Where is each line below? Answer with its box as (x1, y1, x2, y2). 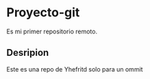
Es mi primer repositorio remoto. (6, 27, 97, 35)
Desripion (6, 47, 49, 59)
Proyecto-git (6, 5, 80, 20)
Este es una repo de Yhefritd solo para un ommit (6, 65, 143, 73)
